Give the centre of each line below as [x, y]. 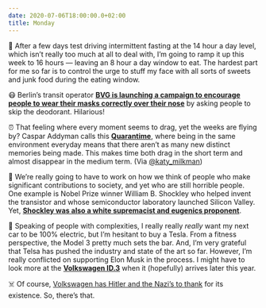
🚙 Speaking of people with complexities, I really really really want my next [129, 225]
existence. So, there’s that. [52, 295]
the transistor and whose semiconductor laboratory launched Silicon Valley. [132, 202]
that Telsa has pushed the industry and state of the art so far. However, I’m [130, 251]
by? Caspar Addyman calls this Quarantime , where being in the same [122, 136]
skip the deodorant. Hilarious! [56, 111]
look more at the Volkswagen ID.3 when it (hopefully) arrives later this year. [132, 268]
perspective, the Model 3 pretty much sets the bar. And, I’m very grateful [127, 242]
